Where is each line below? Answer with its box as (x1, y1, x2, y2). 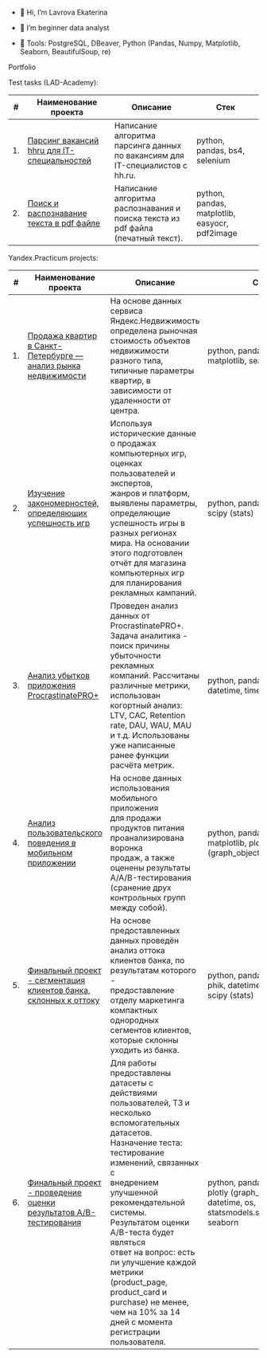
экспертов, (110, 478, 153, 489)
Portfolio (8, 62, 37, 72)
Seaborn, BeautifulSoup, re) (19, 47, 111, 56)
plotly (207, 1187, 229, 1198)
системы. (110, 1207, 147, 1218)
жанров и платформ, (110, 488, 190, 498)
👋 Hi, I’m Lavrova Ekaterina (19, 8, 108, 17)
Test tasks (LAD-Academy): (8, 78, 99, 87)
